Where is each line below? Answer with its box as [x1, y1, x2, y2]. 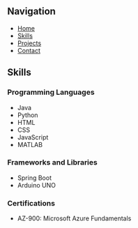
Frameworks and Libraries [7, 158, 98, 167]
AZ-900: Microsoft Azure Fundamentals [17, 214, 132, 222]
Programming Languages [7, 87, 95, 97]
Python [17, 111, 38, 119]
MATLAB [17, 140, 43, 149]
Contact [17, 46, 40, 54]
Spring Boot [17, 174, 52, 182]
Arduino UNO [17, 181, 56, 189]
